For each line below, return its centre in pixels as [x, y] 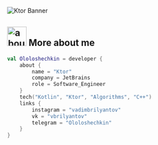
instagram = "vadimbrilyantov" [77, 110]
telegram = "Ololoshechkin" [72, 123]
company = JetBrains [61, 78]
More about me [61, 43]
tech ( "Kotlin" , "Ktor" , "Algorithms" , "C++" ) [86, 97]
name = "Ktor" [52, 71]
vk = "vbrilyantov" [60, 116]
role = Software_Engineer [69, 85]
